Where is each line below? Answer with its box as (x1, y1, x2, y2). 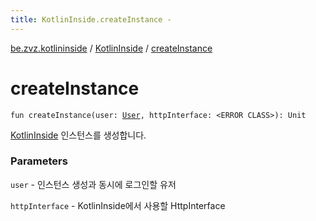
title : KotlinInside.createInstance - (10, 14, 172, 25)
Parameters (10, 154, 68, 168)
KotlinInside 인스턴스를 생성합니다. (10, 129, 147, 141)
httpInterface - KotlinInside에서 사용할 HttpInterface (10, 199, 226, 211)
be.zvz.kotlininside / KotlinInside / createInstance (10, 42, 213, 54)
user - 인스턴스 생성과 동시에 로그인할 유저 (10, 178, 177, 190)
